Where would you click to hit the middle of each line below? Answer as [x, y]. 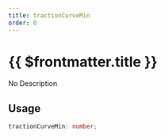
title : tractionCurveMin [49, 15]
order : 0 [23, 23]
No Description [33, 84]
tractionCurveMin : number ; [53, 127]
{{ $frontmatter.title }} [83, 62]
